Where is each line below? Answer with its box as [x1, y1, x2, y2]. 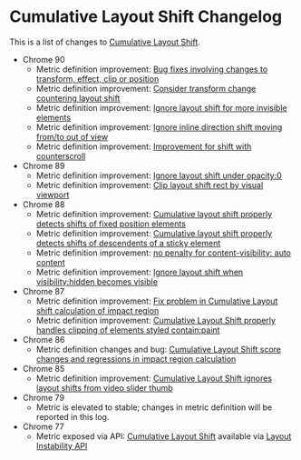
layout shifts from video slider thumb [35, 382, 174, 393]
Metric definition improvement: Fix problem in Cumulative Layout [35, 295, 278, 306]
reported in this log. [35, 411, 110, 422]
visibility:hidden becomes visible [35, 275, 159, 287]
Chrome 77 [22, 421, 65, 432]
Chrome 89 [22, 160, 65, 171]
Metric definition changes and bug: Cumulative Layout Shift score [35, 344, 281, 355]
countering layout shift [35, 93, 121, 104]
